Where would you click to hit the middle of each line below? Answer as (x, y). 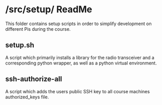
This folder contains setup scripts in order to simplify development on (78, 24)
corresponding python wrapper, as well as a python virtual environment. (81, 63)
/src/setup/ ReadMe (49, 9)
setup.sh (20, 45)
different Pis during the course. (38, 29)
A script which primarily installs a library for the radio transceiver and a (80, 57)
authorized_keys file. (27, 97)
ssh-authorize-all (34, 79)
